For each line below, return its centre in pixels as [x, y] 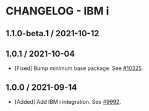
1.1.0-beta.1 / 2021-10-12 [52, 33]
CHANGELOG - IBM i [58, 11]
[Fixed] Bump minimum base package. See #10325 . [79, 68]
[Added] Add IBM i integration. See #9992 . [68, 102]
